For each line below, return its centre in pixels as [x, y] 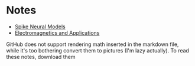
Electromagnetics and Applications [57, 32]
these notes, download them [41, 57]
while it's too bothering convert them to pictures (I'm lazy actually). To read [97, 50]
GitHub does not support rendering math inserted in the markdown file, [92, 44]
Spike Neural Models [40, 27]
